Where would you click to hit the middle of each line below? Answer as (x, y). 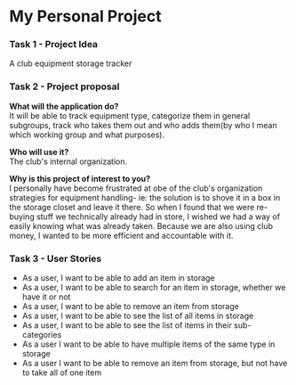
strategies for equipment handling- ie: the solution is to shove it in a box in (145, 197)
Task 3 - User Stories (56, 258)
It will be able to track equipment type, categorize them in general (130, 115)
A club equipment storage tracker (71, 63)
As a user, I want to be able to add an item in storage (118, 278)
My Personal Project (85, 16)
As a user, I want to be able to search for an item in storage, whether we (154, 288)
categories (42, 335)
